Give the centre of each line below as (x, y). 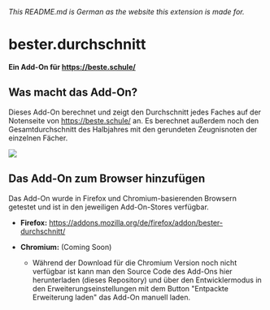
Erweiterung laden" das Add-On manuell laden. (111, 297)
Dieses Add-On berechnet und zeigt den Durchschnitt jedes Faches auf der (135, 112)
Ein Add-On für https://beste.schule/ (72, 67)
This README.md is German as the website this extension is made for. (126, 12)
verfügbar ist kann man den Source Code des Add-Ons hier (133, 271)
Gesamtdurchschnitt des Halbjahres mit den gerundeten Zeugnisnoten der (133, 129)
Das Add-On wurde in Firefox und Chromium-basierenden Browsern (123, 198)
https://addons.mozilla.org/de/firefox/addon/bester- (136, 222)
